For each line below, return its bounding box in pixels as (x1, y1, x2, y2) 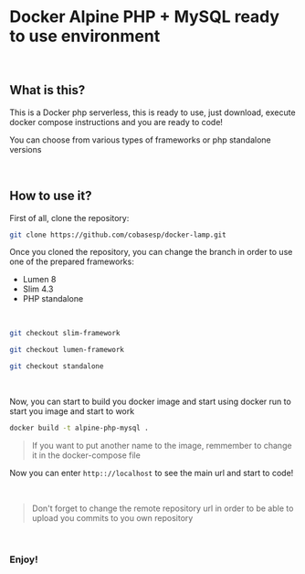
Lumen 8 (22, 274, 57, 285)
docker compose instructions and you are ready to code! (9, 116, 224, 127)
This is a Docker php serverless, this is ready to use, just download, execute (9, 107, 296, 118)
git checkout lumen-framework (9, 345, 125, 355)
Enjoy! (9, 553, 38, 566)
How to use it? (9, 188, 92, 204)
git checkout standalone (9, 362, 104, 371)
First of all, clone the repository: (9, 212, 130, 223)
